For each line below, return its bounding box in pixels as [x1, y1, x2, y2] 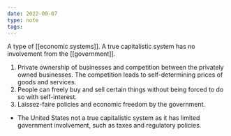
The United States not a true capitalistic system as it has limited [17, 114, 200, 122]
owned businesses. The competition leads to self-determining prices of [17, 70, 223, 79]
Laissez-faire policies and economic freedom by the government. [17, 100, 206, 109]
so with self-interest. [17, 93, 77, 101]
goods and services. [17, 78, 77, 86]
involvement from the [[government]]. [7, 50, 116, 58]
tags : [7, 23, 23, 30]
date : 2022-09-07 [7, 10, 58, 17]
